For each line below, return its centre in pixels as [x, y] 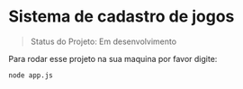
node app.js [31, 75]
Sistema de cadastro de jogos [121, 17]
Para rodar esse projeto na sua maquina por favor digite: [113, 58]
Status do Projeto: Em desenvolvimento [103, 41]
